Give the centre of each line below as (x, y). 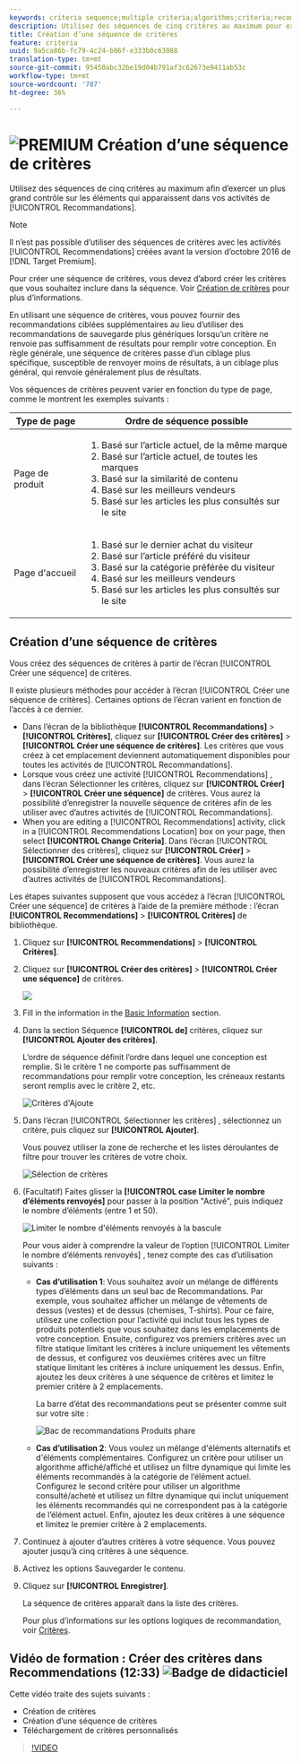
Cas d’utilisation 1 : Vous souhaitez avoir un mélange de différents (157, 1282)
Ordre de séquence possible (187, 421)
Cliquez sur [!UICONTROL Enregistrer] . (95, 1586)
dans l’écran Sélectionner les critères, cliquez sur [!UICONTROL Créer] (153, 784)
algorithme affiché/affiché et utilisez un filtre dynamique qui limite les (163, 1467)
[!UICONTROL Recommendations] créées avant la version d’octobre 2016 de (150, 252)
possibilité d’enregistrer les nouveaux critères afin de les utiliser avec (150, 869)
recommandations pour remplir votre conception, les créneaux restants (154, 1076)
